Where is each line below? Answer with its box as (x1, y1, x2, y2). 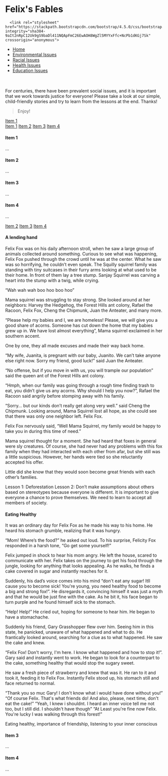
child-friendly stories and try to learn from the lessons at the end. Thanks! (5, 98, 157, 104)
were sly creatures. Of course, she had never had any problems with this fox (5, 443, 162, 449)
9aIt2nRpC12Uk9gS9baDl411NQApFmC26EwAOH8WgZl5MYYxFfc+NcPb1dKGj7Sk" (5, 33, 151, 38)
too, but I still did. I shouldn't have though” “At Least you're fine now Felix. (5, 706, 157, 712)
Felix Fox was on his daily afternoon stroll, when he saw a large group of (5, 245, 154, 251)
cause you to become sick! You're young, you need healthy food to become (5, 583, 161, 589)
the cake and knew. (5, 640, 45, 646)
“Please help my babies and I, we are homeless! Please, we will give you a (5, 317, 158, 323)
